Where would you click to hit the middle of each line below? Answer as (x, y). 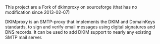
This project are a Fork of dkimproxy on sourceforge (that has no (71, 7)
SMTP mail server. (24, 37)
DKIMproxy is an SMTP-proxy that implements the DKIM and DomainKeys (80, 22)
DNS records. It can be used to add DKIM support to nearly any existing (78, 32)
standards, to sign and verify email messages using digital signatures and (80, 27)
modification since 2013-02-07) (38, 12)
